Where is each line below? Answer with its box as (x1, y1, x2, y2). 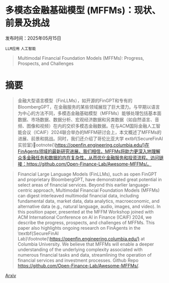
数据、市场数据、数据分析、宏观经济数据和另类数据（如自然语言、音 (17, 116, 159, 122)
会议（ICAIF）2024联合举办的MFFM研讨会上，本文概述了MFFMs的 (22, 129, 161, 135)
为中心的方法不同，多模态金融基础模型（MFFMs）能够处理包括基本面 (17, 110, 162, 116)
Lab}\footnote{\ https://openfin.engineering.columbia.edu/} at (17, 235, 145, 241)
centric (17, 187, 33, 193)
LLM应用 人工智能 (5, 46, 36, 51)
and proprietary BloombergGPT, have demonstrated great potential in (17, 176, 162, 183)
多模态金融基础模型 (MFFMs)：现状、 (5, 5, 161, 16)
